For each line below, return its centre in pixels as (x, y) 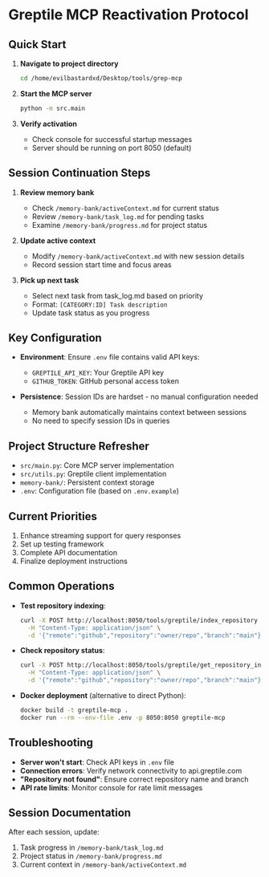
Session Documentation (69, 813)
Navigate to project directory (69, 63)
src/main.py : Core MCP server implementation (97, 465)
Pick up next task (49, 280)
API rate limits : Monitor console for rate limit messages (111, 787)
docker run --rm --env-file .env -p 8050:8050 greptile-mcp (122, 717)
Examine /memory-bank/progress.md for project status (119, 225)
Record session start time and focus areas (102, 264)
